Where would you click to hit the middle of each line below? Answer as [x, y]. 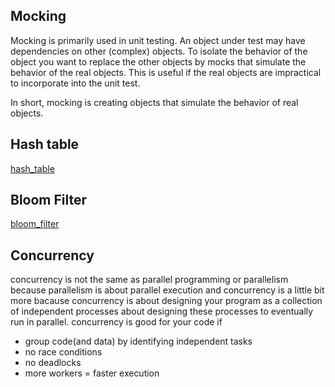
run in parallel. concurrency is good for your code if [116, 322]
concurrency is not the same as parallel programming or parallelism [149, 280]
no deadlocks [53, 363]
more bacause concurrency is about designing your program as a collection [166, 301]
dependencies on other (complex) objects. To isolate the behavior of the [159, 51]
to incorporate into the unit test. [75, 83]
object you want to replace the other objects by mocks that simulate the [158, 61]
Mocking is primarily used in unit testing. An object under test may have [158, 40]
